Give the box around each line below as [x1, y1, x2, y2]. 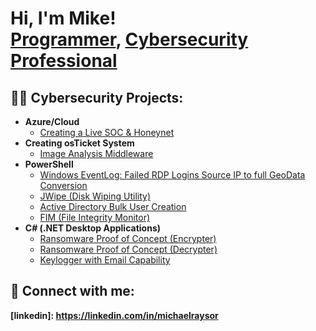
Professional [10, 50, 118, 72]
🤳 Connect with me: [10, 283, 135, 300]
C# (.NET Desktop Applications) [24, 222, 162, 234]
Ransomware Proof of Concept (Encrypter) [39, 233, 217, 244]
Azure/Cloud [24, 116, 80, 127]
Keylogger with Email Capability [39, 254, 171, 266]
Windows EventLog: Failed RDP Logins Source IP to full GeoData [39, 169, 306, 181]
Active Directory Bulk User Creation [39, 201, 187, 212]
